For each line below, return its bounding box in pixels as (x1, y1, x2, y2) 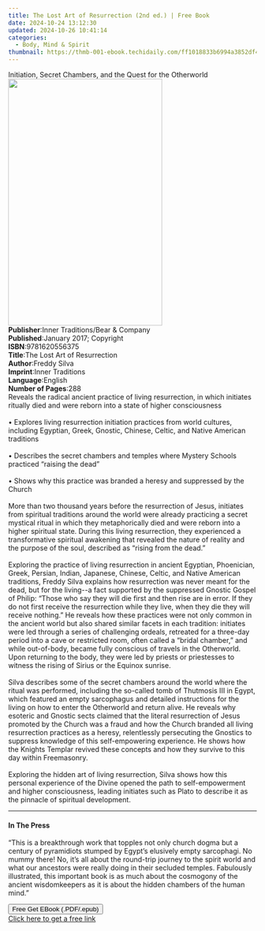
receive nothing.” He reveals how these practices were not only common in (8, 610, 252, 620)
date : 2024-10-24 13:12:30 (8, 19, 97, 27)
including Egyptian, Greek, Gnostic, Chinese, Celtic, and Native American (8, 426, 246, 435)
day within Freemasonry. (8, 753, 88, 762)
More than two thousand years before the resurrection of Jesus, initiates (8, 501, 244, 510)
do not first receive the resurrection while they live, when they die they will (8, 602, 250, 611)
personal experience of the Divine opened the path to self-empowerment (8, 779, 246, 787)
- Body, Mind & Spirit (15, 41, 90, 49)
